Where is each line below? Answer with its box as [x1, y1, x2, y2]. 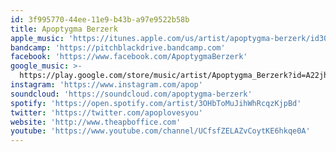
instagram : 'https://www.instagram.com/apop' [10, 80, 203, 90]
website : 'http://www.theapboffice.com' [10, 117, 182, 127]
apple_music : [10, 33, 65, 43]
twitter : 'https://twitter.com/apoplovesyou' [10, 107, 203, 118]
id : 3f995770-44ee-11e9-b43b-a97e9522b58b [10, 14, 190, 25]
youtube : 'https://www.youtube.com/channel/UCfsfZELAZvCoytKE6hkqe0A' [10, 126, 311, 136]
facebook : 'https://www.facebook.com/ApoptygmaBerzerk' [10, 52, 248, 62]
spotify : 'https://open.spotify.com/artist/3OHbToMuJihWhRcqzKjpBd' [10, 98, 302, 108]
